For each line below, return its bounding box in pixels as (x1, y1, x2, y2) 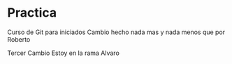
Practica (7, 5, 57, 21)
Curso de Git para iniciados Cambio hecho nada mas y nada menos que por (7, 28, 226, 36)
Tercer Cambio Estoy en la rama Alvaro (7, 49, 120, 57)
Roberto (7, 35, 31, 43)
